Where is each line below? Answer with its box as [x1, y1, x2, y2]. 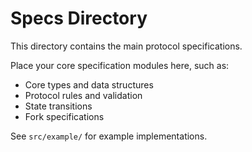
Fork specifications [24, 110, 105, 122]
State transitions [24, 100, 93, 112]
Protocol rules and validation [24, 89, 143, 101]
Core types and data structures [24, 78, 154, 91]
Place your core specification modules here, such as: [10, 59, 230, 71]
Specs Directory [10, 7, 148, 30]
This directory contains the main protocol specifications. [10, 40, 243, 52]
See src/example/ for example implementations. [10, 130, 208, 142]
